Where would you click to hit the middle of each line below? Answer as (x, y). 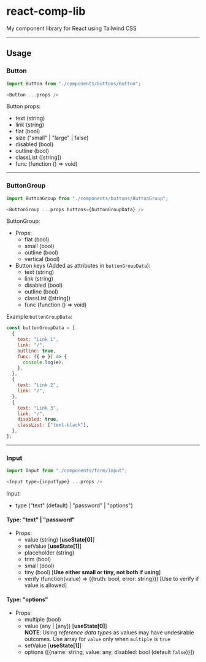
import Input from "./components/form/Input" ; (67, 471)
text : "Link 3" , (38, 408)
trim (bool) (38, 559)
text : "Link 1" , (38, 340)
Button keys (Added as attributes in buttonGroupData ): (83, 266)
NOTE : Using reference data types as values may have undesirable (109, 633)
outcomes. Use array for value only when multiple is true (97, 639)
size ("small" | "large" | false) (52, 138)
